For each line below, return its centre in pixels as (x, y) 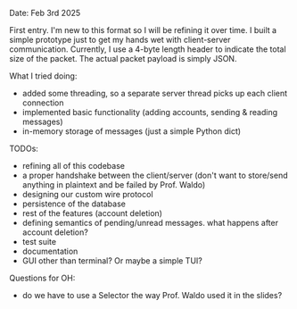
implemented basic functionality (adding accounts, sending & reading (150, 112)
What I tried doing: (43, 76)
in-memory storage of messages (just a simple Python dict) (132, 131)
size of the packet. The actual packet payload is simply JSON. (123, 58)
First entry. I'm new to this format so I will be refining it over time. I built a (143, 30)
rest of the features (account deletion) (92, 213)
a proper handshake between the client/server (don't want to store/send (155, 175)
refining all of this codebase (73, 166)
